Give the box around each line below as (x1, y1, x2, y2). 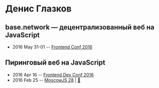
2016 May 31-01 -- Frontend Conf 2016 (12, 44, 92, 50)
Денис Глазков (5, 3, 71, 14)
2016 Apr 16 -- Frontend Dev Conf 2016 (12, 71, 94, 77)
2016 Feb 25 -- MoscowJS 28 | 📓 (12, 77, 81, 83)
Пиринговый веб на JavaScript (5, 58, 105, 67)
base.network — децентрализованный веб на (5, 23, 154, 31)
